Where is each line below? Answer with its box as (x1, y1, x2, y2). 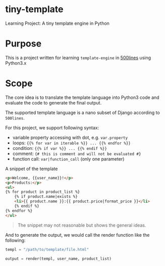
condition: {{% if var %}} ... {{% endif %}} (12, 145, 107, 151)
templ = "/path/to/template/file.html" (5, 247, 89, 252)
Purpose (5, 38, 42, 49)
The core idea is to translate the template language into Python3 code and (5, 94, 160, 100)
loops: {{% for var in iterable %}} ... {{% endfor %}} (12, 140, 131, 146)
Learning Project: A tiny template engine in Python (5, 20, 110, 26)
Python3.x (5, 60, 27, 66)
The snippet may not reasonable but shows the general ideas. (17, 222, 146, 228)
